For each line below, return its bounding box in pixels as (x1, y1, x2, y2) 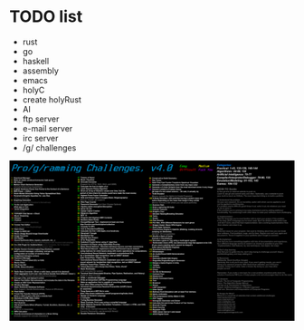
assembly (22, 65, 59, 76)
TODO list (9, 6, 83, 27)
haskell (22, 55, 50, 66)
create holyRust (22, 93, 81, 105)
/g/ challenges (22, 142, 77, 153)
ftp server (22, 113, 60, 124)
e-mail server (22, 122, 73, 133)
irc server (22, 132, 59, 143)
